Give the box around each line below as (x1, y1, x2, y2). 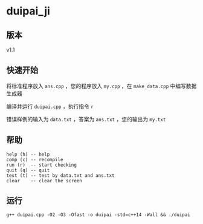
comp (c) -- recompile (6, 156, 63, 162)
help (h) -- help (6, 151, 50, 158)
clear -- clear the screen (6, 178, 83, 184)
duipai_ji (6, 4, 50, 18)
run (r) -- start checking (6, 162, 77, 168)
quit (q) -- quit (6, 167, 50, 173)
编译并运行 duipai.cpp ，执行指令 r (6, 103, 94, 110)
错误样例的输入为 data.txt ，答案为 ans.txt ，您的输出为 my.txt (6, 115, 166, 123)
